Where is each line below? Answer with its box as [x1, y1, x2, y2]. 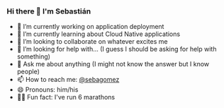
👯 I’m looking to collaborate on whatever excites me [16, 37, 168, 46]
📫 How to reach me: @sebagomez [16, 76, 120, 84]
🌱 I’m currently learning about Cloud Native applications [16, 30, 181, 38]
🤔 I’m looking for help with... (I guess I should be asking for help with [16, 45, 217, 54]
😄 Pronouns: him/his [16, 85, 79, 94]
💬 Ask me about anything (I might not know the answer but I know [16, 60, 210, 68]
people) [16, 67, 40, 76]
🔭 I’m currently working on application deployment [16, 23, 164, 31]
